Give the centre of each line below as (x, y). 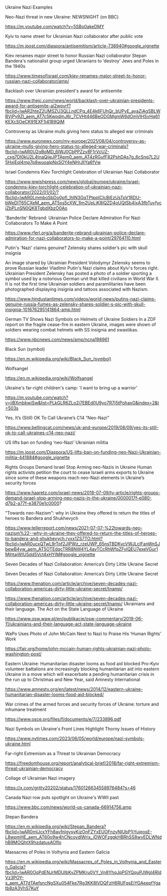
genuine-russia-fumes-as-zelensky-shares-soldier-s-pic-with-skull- (75, 304)
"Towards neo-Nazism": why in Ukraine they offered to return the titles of (80, 513)
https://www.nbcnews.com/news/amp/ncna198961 (57, 339)
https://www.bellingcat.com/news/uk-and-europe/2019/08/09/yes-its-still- (82, 427)
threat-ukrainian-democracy (34, 768)
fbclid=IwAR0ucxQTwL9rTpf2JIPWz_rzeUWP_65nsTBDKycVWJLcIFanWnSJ (83, 544)
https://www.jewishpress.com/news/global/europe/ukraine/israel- (73, 181)
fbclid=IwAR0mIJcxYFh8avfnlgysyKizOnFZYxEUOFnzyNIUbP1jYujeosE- (79, 832)
